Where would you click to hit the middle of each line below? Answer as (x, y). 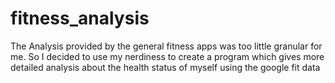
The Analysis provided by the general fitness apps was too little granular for (166, 46)
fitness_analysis (80, 18)
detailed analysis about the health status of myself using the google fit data (165, 67)
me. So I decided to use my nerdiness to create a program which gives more (167, 56)
